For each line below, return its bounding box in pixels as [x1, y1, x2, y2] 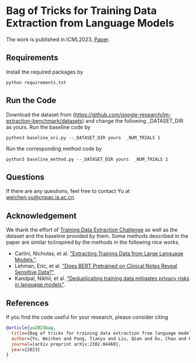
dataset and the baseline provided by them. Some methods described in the [6, 233, 188, 240]
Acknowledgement [6, 210, 77, 220]
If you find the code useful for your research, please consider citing [6, 314, 169, 320]
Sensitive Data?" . [14, 269, 55, 276]
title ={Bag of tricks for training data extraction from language [11, 330, 176, 336]
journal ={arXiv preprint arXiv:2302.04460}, [11, 341, 121, 347]
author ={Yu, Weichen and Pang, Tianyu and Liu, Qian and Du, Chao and [11, 336, 187, 341]
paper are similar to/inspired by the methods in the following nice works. [6, 238, 180, 246]
